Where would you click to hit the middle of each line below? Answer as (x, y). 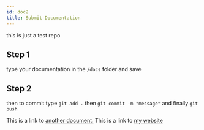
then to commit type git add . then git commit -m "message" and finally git (102, 103)
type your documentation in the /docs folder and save (74, 69)
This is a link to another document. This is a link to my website (85, 121)
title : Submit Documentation (43, 18)
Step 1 (18, 54)
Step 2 (19, 89)
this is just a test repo (33, 35)
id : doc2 (17, 12)
